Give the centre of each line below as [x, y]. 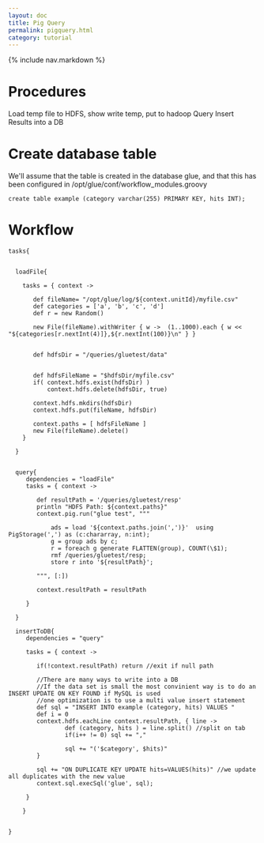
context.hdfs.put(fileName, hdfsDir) [95, 410]
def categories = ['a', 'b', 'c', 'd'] [98, 307]
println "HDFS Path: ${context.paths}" [102, 507]
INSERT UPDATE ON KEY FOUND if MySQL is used [84, 694]
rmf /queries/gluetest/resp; [98, 555]
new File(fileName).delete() [81, 431]
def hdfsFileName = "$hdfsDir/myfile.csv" [104, 376]
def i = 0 [53, 715]
